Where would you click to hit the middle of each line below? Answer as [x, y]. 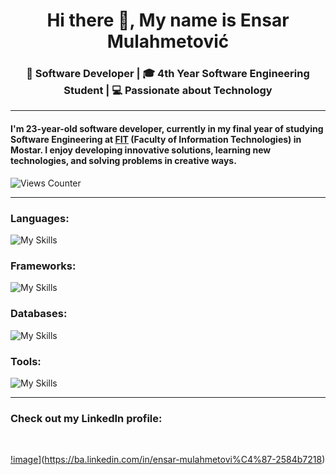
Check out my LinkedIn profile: [86, 418]
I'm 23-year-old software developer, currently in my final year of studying [167, 129]
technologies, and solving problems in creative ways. [123, 161]
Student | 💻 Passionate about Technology [168, 91]
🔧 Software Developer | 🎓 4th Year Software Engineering [168, 74]
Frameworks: [43, 266]
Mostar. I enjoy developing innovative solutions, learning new [141, 150]
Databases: [39, 314]
